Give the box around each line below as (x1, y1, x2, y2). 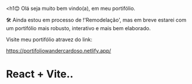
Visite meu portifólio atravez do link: (6, 36, 92, 43)
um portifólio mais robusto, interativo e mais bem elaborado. (6, 25, 151, 31)
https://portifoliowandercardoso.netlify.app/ (6, 48, 111, 54)
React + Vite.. (6, 68, 74, 81)
